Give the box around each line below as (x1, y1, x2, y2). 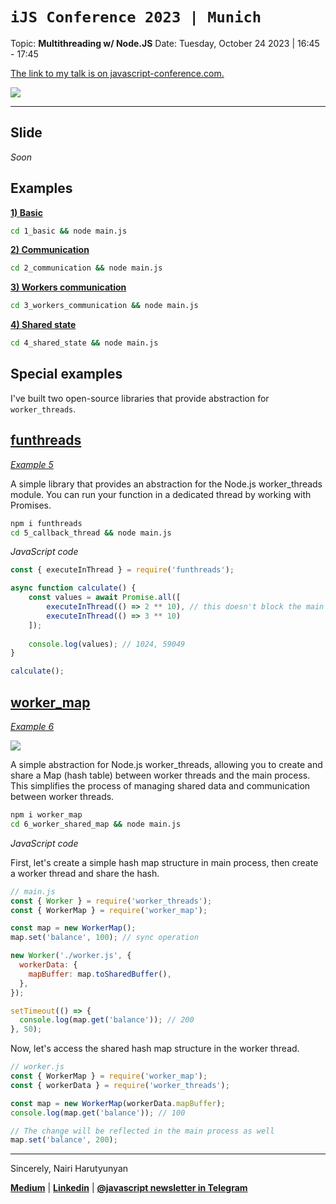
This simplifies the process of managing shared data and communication (10, 780, 311, 792)
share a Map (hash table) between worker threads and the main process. (10, 769, 311, 781)
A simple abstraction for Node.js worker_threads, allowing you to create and (10, 759, 323, 770)
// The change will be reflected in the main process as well (10, 1126, 275, 1136)
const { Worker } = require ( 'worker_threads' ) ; (10, 896, 213, 906)
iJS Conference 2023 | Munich (10, 8, 262, 27)
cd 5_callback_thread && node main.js (10, 528, 172, 538)
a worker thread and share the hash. (10, 867, 160, 879)
